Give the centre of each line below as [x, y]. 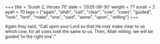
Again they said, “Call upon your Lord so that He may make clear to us [75, 26]
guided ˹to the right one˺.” [31, 36]
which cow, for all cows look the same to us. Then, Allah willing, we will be [79, 31]
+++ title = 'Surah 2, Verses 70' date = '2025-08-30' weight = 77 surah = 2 [80, 7]
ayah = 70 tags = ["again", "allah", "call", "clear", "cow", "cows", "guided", [79, 12]
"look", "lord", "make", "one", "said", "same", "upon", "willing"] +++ [72, 17]
